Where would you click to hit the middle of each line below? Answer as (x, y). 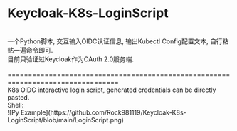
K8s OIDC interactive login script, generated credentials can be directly (112, 90)
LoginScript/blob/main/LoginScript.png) (66, 120)
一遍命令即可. (33, 50)
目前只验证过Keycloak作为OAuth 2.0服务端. (70, 59)
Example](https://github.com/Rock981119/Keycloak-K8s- (103, 112)
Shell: (16, 105)
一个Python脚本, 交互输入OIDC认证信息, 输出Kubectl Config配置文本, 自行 (115, 41)
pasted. (19, 97)
